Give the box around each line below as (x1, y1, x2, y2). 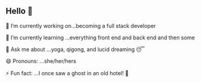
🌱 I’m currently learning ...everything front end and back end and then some (5, 34, 195, 41)
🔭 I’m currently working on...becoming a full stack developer (5, 22, 156, 29)
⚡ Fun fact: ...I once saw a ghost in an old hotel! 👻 (5, 69, 129, 76)
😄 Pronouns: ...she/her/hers (5, 57, 76, 64)
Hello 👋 (5, 6, 33, 16)
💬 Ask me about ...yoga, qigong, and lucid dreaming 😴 (5, 45, 145, 53)
